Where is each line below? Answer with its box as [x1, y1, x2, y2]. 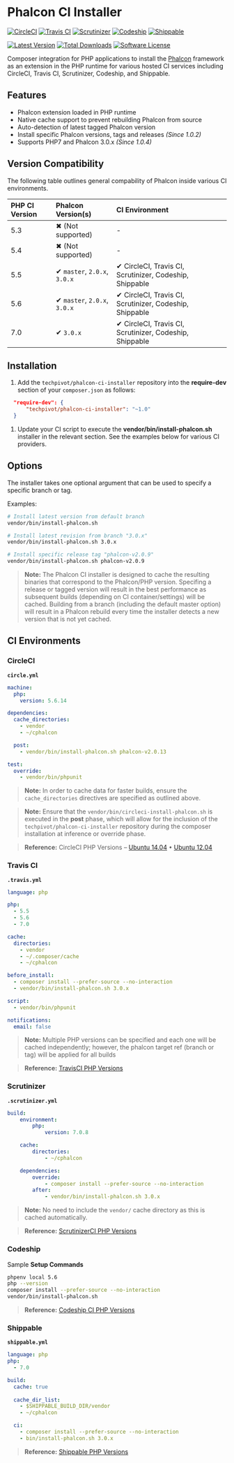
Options [7, 460, 43, 472]
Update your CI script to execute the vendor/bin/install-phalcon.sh [17, 425, 212, 433]
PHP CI [10, 200, 35, 210]
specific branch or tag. [7, 486, 72, 494]
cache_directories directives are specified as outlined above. [24, 794, 201, 802]
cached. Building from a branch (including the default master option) [24, 600, 221, 608]
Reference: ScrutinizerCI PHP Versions [24, 1227, 137, 1235]
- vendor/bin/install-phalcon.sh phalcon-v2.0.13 [19, 748, 167, 755]
